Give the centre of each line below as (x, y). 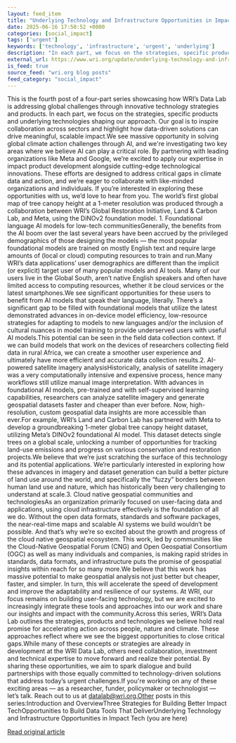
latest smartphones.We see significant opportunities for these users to (109, 293)
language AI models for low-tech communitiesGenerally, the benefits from (114, 226)
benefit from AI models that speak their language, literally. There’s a (105, 301)
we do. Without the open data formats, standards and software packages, (114, 517)
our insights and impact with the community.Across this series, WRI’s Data (115, 614)
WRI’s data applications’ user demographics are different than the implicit (113, 263)
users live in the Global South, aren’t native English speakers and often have (117, 278)
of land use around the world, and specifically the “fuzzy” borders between (116, 480)
